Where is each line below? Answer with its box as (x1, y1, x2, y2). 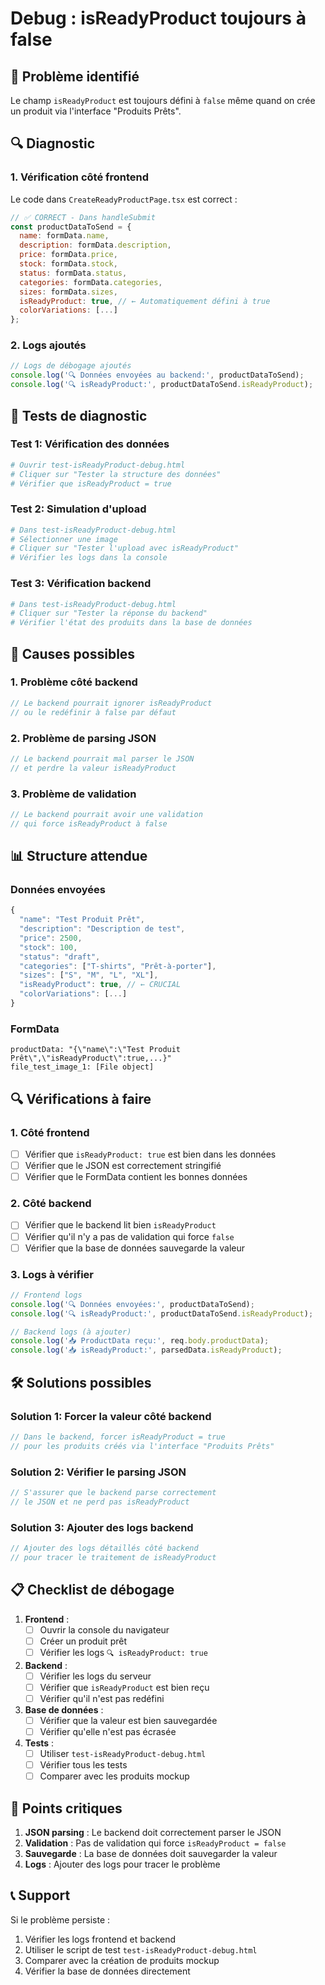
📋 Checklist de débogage (10, 1582, 175, 1599)
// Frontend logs (10, 1290, 83, 1300)
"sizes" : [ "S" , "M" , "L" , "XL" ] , (19, 970, 159, 981)
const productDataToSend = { (10, 222, 132, 232)
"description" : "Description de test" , (19, 924, 186, 934)
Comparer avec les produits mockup (39, 1770, 190, 1782)
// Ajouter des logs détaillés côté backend (10, 1543, 199, 1553)
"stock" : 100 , (19, 942, 78, 952)
